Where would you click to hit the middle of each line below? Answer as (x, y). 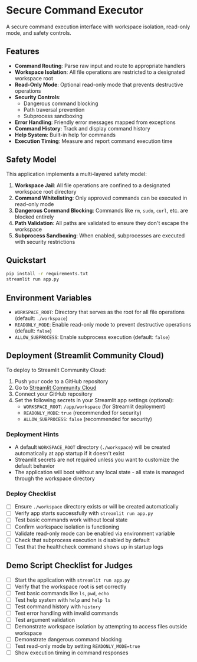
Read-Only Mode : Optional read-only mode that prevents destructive (99, 84)
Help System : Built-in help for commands (65, 135)
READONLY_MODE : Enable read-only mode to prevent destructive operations (103, 324)
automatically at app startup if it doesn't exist (70, 454)
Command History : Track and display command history (82, 128)
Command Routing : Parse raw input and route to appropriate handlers (100, 66)
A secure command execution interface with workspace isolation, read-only (98, 27)
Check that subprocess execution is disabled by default (82, 540)
